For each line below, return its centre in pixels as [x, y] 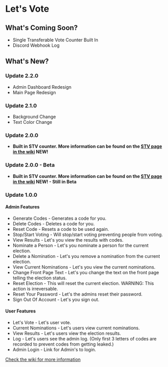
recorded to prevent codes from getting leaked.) [63, 344]
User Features [21, 311]
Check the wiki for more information [43, 359]
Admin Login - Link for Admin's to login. [54, 349]
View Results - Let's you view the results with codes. [68, 240]
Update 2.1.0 [21, 106]
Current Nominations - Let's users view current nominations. [76, 328]
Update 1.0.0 [21, 195]
